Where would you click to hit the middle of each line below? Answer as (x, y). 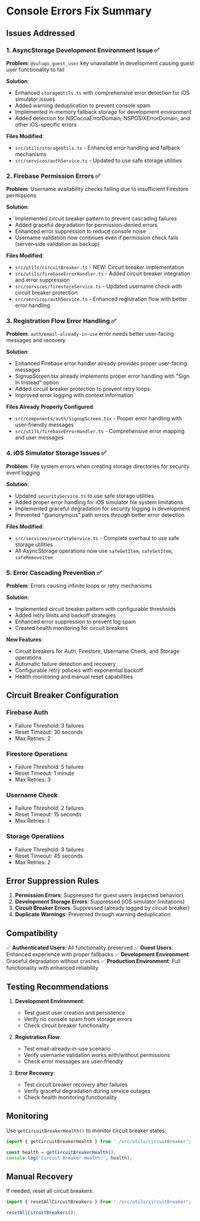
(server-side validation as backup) (57, 244)
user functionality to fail (35, 69)
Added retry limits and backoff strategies (65, 616)
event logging (23, 472)
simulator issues (35, 99)
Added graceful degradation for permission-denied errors (86, 225)
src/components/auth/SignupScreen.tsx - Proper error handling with (98, 419)
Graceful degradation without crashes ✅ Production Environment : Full (93, 961)
